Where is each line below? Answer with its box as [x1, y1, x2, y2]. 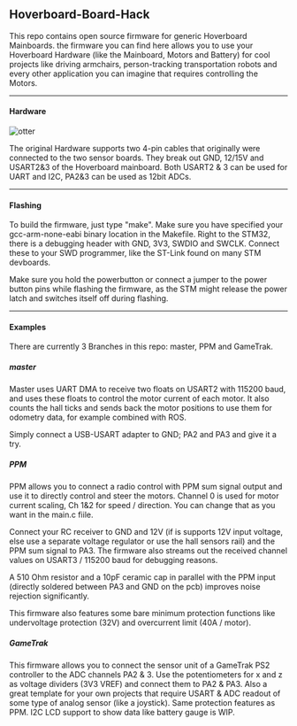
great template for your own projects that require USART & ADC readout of [9, 688, 281, 699]
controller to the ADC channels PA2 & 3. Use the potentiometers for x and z [9, 669, 283, 680]
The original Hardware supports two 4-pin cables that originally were [9, 143, 261, 154]
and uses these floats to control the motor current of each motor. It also [9, 393, 270, 404]
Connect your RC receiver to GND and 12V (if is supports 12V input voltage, [9, 527, 284, 537]
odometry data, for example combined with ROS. [9, 412, 187, 423]
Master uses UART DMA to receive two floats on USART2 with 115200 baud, [9, 384, 286, 395]
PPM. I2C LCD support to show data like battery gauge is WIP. [9, 707, 236, 718]
